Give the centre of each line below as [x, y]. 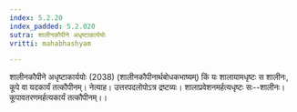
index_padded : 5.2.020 [52, 26]
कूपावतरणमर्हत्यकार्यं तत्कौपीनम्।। [58, 97]
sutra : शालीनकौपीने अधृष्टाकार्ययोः [58, 35]
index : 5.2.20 [36, 18]
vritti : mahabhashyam [51, 43]
